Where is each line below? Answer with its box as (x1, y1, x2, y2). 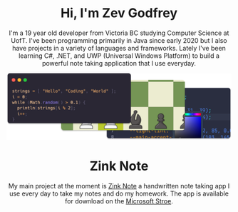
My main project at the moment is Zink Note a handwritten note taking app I (8, 181, 230, 190)
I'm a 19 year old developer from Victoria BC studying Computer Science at (9, 29, 229, 37)
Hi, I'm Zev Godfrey (60, 5, 178, 21)
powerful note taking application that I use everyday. (41, 59, 197, 67)
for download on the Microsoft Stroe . (64, 196, 174, 205)
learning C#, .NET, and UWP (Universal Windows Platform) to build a (18, 51, 220, 60)
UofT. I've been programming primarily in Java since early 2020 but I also (11, 36, 227, 44)
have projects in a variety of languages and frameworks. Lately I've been (12, 44, 226, 52)
